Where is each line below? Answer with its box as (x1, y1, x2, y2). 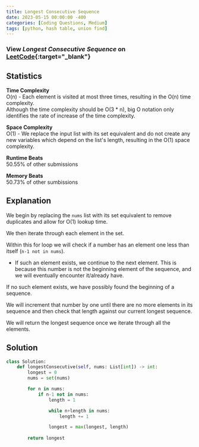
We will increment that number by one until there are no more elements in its (6, 301, 193, 308)
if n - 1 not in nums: (37, 391, 89, 397)
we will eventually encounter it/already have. (14, 272, 124, 279)
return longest (27, 435, 65, 442)
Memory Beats (6, 172, 43, 179)
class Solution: (6, 359, 46, 365)
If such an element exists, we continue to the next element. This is (14, 259, 177, 266)
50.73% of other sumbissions (6, 178, 78, 186)
